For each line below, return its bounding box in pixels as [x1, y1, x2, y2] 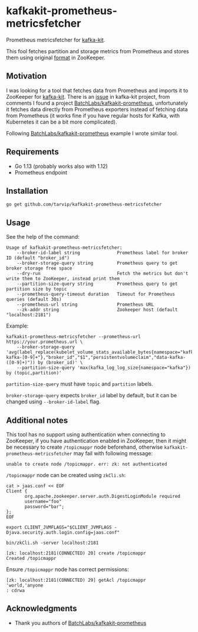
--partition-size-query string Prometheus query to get [16, 281, 178, 287]
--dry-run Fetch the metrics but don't [16, 271, 189, 277]
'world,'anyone [6, 582, 44, 588]
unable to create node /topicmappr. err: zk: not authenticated [6, 461, 167, 467]
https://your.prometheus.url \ [6, 339, 83, 345]
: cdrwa [6, 588, 25, 594]
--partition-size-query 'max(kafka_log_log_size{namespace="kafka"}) [16, 365, 192, 371]
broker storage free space [6, 265, 72, 271]
